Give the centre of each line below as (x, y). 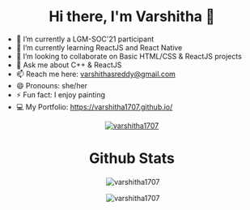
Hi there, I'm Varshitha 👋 (132, 17)
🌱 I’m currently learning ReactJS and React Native (99, 47)
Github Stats (132, 159)
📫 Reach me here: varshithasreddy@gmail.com (96, 74)
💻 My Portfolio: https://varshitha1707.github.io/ (94, 107)
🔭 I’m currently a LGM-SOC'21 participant (85, 39)
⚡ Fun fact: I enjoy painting (60, 94)
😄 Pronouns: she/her (51, 85)
